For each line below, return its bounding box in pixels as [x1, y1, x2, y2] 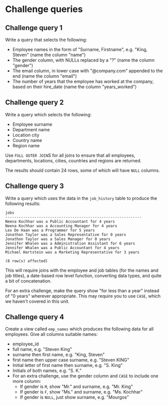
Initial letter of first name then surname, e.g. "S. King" [12, 362, 123, 368]
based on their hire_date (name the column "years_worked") [12, 84, 137, 90]
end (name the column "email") [12, 73, 77, 79]
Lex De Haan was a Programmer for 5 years [5, 228, 95, 233]
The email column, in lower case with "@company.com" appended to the [12, 68, 163, 74]
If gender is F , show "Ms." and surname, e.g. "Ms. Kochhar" [19, 389, 143, 395]
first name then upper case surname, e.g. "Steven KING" [12, 357, 129, 363]
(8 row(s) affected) [5, 258, 48, 264]
